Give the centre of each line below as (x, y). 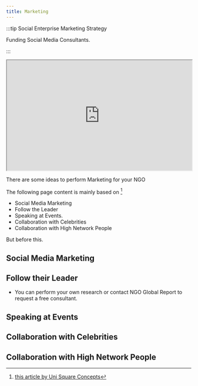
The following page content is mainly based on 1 (64, 191)
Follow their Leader (42, 278)
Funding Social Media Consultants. (48, 39)
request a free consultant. (46, 298)
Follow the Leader (36, 209)
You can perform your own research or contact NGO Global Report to (98, 292)
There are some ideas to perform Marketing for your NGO (76, 179)
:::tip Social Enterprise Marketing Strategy (57, 28)
